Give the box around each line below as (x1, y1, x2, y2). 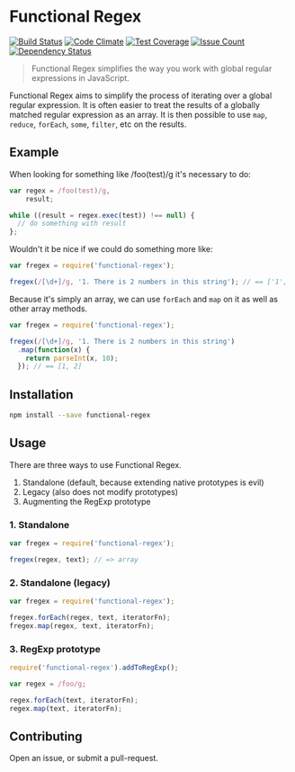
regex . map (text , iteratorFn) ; (9, 704, 123, 713)
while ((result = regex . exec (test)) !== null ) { (9, 211, 195, 220)
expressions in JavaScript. (31, 72, 130, 83)
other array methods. (9, 303, 88, 314)
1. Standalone (9, 518, 70, 531)
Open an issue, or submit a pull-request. (9, 753, 159, 764)
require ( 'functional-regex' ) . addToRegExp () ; (9, 663, 179, 672)
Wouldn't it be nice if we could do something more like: (9, 244, 213, 255)
